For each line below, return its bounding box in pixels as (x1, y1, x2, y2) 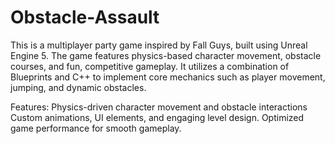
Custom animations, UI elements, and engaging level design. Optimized (10, 111, 305, 123)
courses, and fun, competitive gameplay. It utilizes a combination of (10, 60, 290, 72)
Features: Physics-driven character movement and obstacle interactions (10, 101, 308, 113)
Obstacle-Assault (10, 6, 160, 29)
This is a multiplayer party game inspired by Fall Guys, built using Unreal (10, 39, 308, 51)
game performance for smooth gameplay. (10, 122, 182, 134)
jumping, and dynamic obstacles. (10, 81, 147, 93)
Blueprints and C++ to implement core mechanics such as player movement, (10, 71, 326, 83)
